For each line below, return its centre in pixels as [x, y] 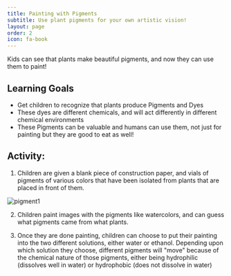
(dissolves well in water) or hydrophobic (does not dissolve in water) [114, 265]
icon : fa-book [28, 40]
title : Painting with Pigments [52, 14]
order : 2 [20, 33]
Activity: [26, 156]
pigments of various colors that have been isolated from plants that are [118, 180]
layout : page [26, 26]
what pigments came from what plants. [73, 222]
